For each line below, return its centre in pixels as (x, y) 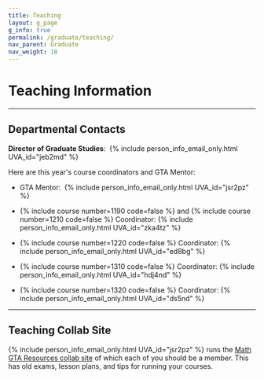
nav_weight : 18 (33, 52)
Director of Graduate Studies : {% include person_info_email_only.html (123, 148)
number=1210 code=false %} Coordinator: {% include (106, 219)
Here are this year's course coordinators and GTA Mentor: (102, 172)
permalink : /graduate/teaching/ (61, 37)
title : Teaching (35, 15)
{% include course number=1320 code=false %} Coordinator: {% (125, 290)
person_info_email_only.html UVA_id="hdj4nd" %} (101, 274)
